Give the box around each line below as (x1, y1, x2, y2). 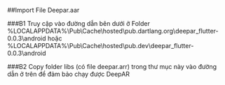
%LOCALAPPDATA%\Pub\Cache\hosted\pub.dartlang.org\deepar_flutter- (7, 27, 219, 35)
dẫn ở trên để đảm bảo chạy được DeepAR (7, 70, 130, 78)
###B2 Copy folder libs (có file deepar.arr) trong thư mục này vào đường (7, 63, 217, 70)
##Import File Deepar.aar (7, 6, 80, 14)
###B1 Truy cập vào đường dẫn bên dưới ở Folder (7, 20, 151, 27)
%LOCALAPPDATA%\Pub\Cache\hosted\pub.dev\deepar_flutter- (7, 42, 194, 49)
